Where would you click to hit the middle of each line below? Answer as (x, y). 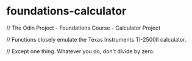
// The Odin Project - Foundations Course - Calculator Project (83, 28)
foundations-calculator (66, 11)
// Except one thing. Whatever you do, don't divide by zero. (80, 51)
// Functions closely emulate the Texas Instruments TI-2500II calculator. (96, 39)
